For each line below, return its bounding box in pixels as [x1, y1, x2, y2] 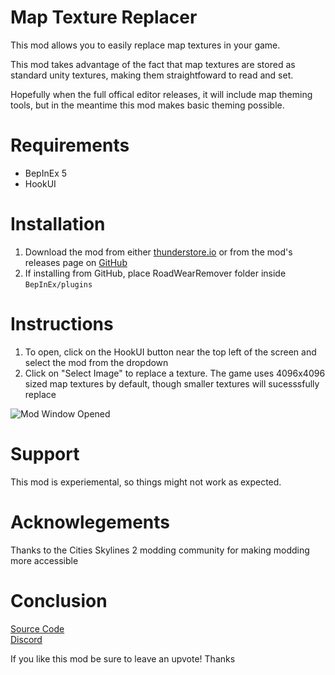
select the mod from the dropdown [24, 356, 169, 368]
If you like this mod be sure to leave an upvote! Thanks [10, 652, 236, 665]
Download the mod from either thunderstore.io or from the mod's [24, 246, 293, 258]
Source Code [10, 622, 65, 635]
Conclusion [10, 589, 108, 612]
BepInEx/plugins [24, 279, 93, 290]
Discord [10, 633, 43, 645]
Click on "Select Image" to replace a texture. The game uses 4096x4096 [24, 367, 326, 379]
